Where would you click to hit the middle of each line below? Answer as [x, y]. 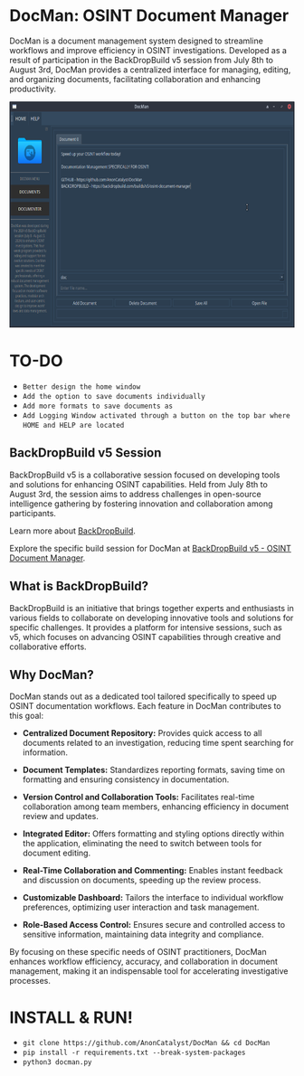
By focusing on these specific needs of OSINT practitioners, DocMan [138, 952]
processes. [30, 981]
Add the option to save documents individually [114, 396]
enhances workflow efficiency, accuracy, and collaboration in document [144, 962]
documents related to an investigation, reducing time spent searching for [158, 743]
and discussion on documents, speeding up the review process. [142, 880]
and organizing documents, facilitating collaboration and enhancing [135, 79]
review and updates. [61, 816]
